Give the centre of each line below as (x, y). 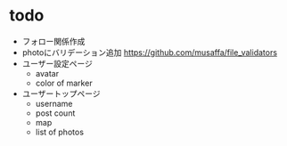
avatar (47, 73)
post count (55, 113)
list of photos (60, 132)
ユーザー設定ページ (57, 63)
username (54, 103)
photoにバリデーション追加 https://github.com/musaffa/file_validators (150, 52)
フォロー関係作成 (53, 41)
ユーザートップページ (61, 93)
